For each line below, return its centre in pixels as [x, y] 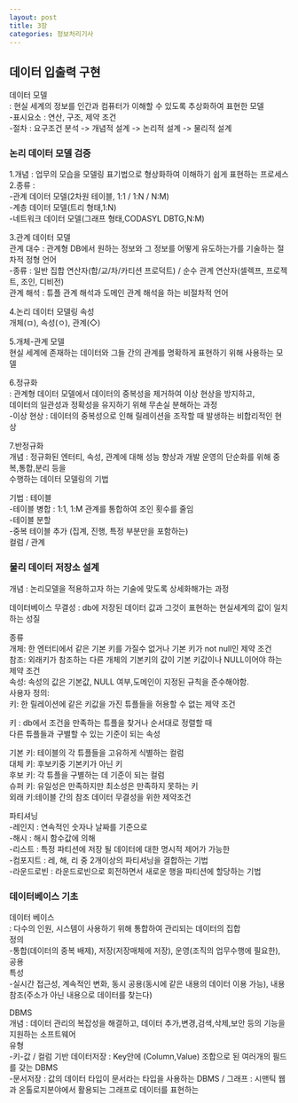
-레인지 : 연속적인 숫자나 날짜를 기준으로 [78, 826]
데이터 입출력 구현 [55, 72]
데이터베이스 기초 [44, 896]
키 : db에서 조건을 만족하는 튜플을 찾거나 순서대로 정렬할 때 [111, 723]
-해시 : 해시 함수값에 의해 [52, 838]
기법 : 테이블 [31, 498]
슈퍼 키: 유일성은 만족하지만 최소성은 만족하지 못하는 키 [104, 786]
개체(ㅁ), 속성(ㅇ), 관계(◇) [55, 323]
